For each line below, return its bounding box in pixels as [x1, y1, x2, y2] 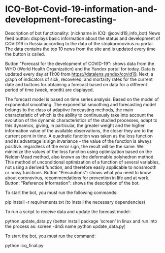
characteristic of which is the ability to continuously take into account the [5, 112, 154, 118]
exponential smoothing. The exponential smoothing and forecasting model [5, 101, 156, 107]
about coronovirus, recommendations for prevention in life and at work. [5, 175, 150, 181]
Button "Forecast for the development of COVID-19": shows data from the [5, 61, 155, 66]
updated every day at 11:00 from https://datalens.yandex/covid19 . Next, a [5, 71, 154, 77]
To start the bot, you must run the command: [5, 233, 96, 239]
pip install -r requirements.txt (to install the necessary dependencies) [5, 199, 146, 205]
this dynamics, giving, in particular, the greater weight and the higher [5, 122, 145, 128]
